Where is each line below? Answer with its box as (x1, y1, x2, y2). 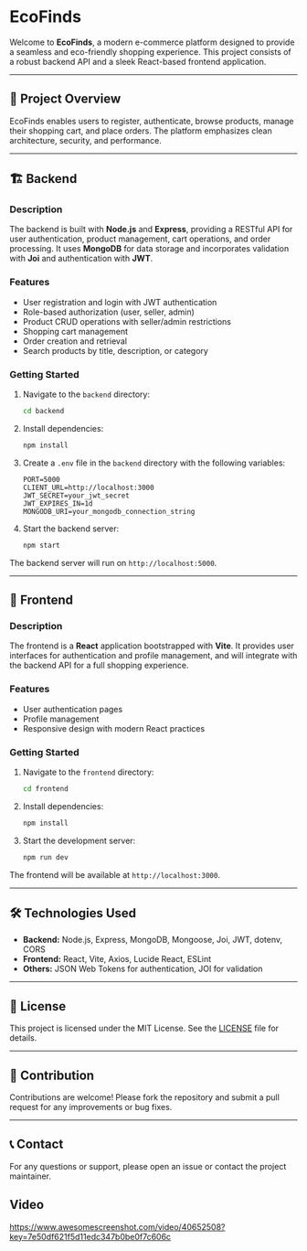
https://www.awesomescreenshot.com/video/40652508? (9, 1221, 226, 1232)
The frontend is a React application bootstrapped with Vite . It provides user (9, 640, 295, 651)
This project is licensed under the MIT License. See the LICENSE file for (9, 1022, 280, 1034)
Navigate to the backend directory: (22, 389, 151, 400)
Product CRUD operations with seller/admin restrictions (22, 315, 231, 326)
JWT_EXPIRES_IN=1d (22, 498, 93, 508)
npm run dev (22, 852, 69, 861)
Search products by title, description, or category (22, 345, 208, 356)
